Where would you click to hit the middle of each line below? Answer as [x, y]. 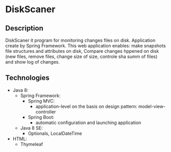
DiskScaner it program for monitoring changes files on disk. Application [80, 40]
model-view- [152, 106]
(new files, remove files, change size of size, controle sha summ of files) [81, 56]
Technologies [28, 78]
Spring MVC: [41, 101]
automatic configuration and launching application [88, 123]
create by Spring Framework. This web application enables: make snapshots [86, 46]
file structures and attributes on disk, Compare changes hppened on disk [82, 51]
